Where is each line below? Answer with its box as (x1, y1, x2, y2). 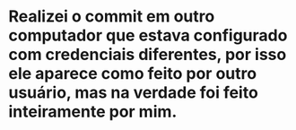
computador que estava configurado (8, 25, 288, 46)
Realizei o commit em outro (8, 6, 215, 27)
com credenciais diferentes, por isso (8, 45, 287, 65)
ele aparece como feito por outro (8, 64, 257, 84)
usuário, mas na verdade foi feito (8, 82, 259, 103)
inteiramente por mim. (8, 101, 178, 122)
